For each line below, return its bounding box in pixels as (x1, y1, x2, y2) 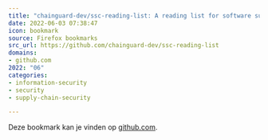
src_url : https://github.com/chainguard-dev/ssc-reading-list (8, 42, 219, 50)
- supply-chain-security (8, 94, 91, 102)
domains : (8, 49, 37, 57)
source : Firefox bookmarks (8, 34, 98, 42)
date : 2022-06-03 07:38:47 (8, 19, 98, 27)
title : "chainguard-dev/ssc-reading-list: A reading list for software (8, 11, 251, 20)
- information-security (8, 78, 88, 86)
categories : (8, 71, 48, 79)
